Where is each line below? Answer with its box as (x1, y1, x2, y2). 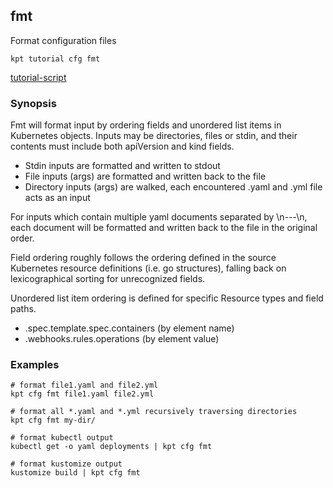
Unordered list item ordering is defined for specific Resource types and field (10, 292, 324, 304)
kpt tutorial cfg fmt (10, 54, 101, 64)
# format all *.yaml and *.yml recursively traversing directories (10, 407, 298, 417)
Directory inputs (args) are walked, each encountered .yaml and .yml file (24, 181, 323, 193)
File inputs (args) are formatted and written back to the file (24, 170, 267, 183)
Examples (10, 358, 60, 372)
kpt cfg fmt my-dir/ (10, 415, 97, 426)
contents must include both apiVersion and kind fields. (10, 140, 235, 153)
